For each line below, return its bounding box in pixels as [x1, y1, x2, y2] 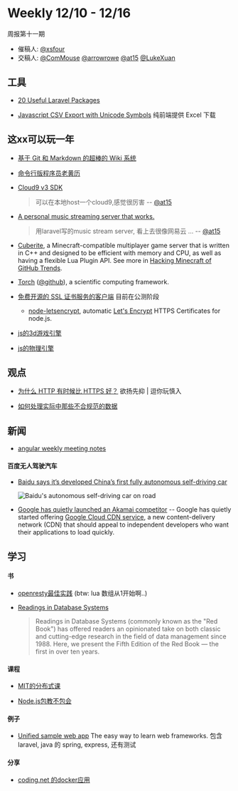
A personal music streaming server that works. [17, 212, 155, 220]
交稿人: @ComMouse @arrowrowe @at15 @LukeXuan [17, 53, 175, 62]
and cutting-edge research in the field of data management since [35, 632, 227, 641]
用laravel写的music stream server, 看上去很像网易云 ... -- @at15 [35, 227, 221, 235]
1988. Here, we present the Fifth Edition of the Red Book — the [35, 639, 219, 648]
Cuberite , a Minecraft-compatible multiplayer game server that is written [17, 241, 229, 249]
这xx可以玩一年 [7, 133, 75, 145]
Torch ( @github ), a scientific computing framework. [17, 277, 169, 286]
